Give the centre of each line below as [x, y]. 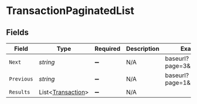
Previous [21, 79]
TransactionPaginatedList [70, 11]
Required [108, 49]
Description [142, 49]
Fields [18, 32]
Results [20, 92]
